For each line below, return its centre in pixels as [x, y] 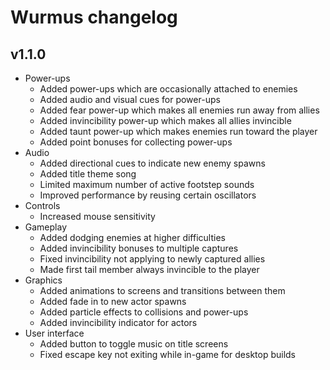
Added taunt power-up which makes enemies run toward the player [178, 131]
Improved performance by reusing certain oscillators [148, 195]
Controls [42, 205]
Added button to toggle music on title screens [134, 344]
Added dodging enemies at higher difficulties [132, 237]
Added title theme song [88, 174]
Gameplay [46, 227]
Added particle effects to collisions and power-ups [144, 312]
